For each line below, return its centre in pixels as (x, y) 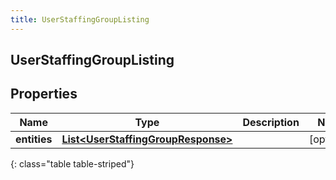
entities (34, 139)
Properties (44, 94)
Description (271, 122)
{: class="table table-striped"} (72, 163)
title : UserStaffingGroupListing (80, 19)
